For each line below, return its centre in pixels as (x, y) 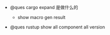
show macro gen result (41, 17)
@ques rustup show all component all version (57, 27)
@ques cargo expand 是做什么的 (44, 7)
